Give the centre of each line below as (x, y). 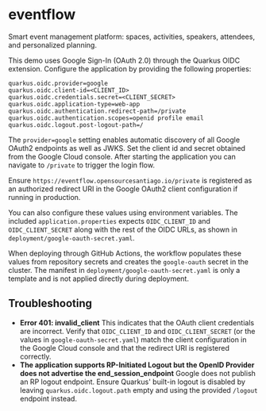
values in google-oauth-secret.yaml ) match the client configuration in (133, 340)
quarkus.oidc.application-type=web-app (74, 104)
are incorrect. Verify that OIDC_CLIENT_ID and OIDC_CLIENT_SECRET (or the (137, 331)
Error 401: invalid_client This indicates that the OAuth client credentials (137, 322)
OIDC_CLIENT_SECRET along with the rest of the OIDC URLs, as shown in (123, 229)
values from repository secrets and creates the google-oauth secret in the (128, 261)
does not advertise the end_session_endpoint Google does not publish (138, 373)
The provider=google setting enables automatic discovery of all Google (124, 140)
